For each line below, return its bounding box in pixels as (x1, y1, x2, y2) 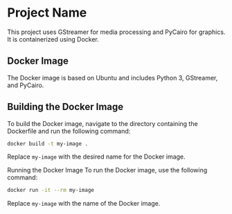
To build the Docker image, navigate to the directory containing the (7, 119, 199, 127)
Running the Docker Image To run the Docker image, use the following (7, 166, 208, 175)
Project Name (7, 5, 87, 21)
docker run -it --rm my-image (7, 187, 95, 194)
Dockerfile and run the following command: (7, 127, 131, 135)
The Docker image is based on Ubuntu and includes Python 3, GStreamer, (7, 73, 218, 82)
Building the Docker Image (7, 101, 124, 113)
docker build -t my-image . (7, 140, 89, 147)
